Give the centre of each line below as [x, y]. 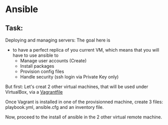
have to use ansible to [35, 55]
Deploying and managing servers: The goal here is [58, 40]
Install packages [37, 66]
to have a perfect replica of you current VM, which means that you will [86, 50]
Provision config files [42, 71]
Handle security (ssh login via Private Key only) [69, 77]
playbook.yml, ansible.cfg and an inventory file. [54, 107]
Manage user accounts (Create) [53, 61]
